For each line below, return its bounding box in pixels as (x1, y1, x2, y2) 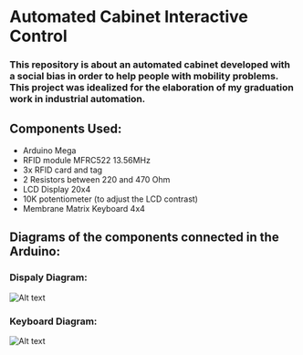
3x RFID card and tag (22, 164, 103, 175)
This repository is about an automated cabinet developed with (9, 58, 290, 71)
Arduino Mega (22, 144, 77, 156)
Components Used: (9, 120, 122, 136)
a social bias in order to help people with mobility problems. (9, 70, 279, 83)
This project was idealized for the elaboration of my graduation (9, 81, 294, 94)
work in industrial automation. (9, 93, 146, 106)
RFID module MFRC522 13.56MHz (22, 154, 151, 165)
